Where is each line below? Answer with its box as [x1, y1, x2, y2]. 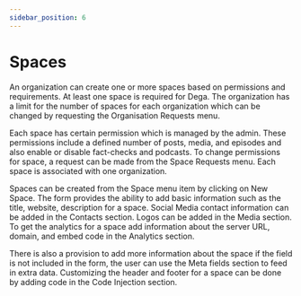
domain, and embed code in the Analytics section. [9, 231, 195, 241]
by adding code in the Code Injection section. [9, 276, 178, 287]
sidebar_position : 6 [9, 13, 87, 22]
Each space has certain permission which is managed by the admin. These [9, 127, 287, 138]
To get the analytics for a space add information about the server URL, [9, 221, 270, 231]
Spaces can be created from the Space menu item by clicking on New [9, 183, 269, 194]
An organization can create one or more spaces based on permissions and [9, 82, 286, 92]
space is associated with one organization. [9, 165, 168, 176]
